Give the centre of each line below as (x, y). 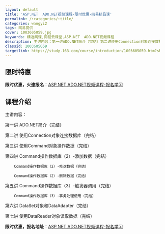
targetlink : (17, 51)
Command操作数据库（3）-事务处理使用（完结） (55, 196)
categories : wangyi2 (26, 23)
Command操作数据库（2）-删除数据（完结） (51, 176)
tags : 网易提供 (19, 28)
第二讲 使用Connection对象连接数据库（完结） (52, 135)
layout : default (22, 10)
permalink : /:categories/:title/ (39, 19)
